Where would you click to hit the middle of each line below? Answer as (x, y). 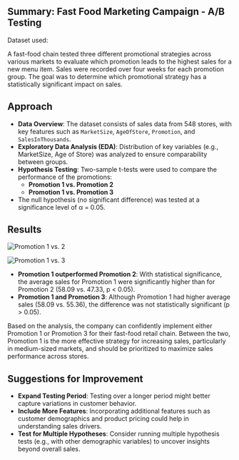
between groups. (43, 162)
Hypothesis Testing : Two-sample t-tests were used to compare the (117, 169)
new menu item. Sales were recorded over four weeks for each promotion (116, 69)
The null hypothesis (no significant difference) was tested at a (108, 200)
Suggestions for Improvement (76, 378)
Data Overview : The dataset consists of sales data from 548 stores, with (124, 123)
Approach (30, 107)
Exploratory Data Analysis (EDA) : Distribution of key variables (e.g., (118, 146)
